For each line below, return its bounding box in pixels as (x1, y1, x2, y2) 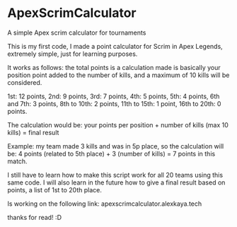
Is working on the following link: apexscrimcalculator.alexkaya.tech (7, 199, 202, 208)
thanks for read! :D (7, 213, 62, 221)
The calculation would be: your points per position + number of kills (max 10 (7, 120, 229, 129)
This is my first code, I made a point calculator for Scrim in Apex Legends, (7, 42, 223, 50)
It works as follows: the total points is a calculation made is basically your (7, 63, 221, 71)
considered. (7, 78, 42, 86)
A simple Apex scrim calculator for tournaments (7, 28, 146, 37)
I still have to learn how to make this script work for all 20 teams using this (7, 170, 224, 179)
